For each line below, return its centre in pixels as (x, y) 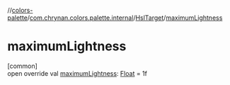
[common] (22, 66)
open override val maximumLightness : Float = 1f (77, 73)
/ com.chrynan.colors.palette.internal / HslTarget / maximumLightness (125, 18)
